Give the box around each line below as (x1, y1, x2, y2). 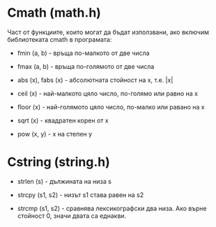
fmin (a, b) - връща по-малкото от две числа (17, 49, 150, 57)
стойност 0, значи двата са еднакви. (17, 211, 127, 220)
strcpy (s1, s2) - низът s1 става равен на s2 (17, 190, 144, 199)
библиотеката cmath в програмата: (7, 35, 112, 43)
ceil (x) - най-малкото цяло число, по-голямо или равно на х (17, 89, 199, 97)
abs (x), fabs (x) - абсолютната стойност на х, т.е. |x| (17, 75, 173, 84)
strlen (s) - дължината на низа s (17, 177, 111, 185)
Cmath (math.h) (7, 5, 101, 21)
